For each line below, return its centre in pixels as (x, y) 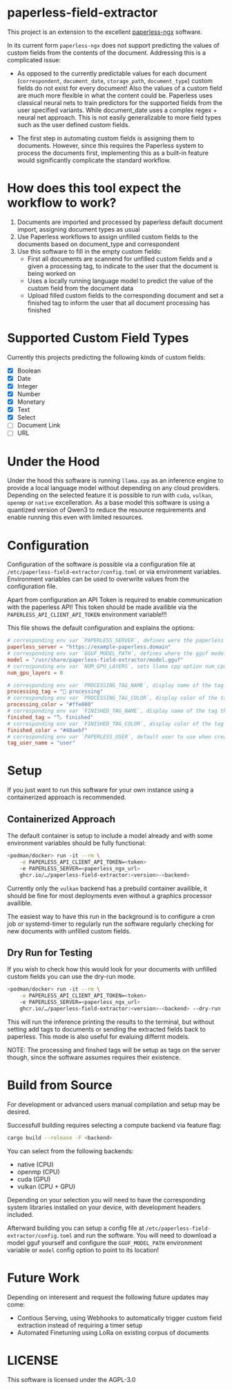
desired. (19, 1112)
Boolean (29, 371)
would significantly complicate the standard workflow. (94, 160)
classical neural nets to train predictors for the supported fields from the (120, 102)
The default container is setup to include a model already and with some (110, 836)
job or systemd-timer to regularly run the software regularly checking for (110, 924)
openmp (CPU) (38, 1172)
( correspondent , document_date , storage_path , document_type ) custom (115, 80)
